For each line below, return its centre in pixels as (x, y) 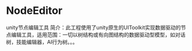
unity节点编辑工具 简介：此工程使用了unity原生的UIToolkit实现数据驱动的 (94, 27)
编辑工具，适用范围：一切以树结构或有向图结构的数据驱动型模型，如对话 (98, 34)
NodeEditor (34, 11)
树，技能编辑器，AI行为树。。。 (42, 42)
